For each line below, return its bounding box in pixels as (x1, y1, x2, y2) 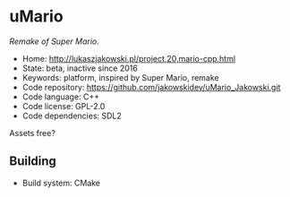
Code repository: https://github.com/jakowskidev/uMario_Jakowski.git (21, 81, 281, 92)
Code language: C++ (21, 91, 100, 102)
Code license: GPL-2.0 (21, 100, 106, 111)
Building (9, 154, 56, 169)
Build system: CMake (21, 177, 101, 188)
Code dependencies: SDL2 (21, 110, 123, 121)
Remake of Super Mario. (9, 36, 100, 47)
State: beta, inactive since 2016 (21, 63, 139, 73)
